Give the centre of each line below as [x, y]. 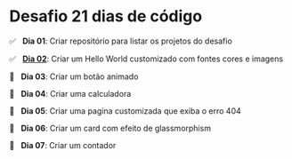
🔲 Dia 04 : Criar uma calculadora [70, 93]
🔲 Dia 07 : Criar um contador [63, 145]
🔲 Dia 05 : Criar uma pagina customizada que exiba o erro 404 [126, 111]
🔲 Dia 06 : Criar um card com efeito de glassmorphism [110, 128]
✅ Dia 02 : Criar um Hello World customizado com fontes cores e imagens [146, 59]
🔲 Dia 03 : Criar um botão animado [74, 76]
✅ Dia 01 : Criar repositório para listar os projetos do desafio [121, 41]
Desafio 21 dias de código [106, 16]
